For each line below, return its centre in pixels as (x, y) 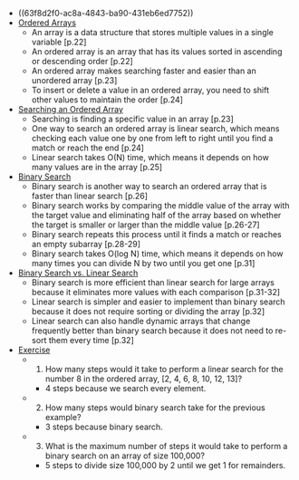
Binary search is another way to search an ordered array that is (149, 186)
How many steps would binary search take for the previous (155, 408)
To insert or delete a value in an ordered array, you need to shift (150, 90)
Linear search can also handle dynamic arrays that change (141, 321)
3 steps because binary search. (104, 427)
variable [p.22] (59, 42)
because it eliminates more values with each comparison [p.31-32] (156, 292)
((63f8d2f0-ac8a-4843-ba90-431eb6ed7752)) (106, 13)
